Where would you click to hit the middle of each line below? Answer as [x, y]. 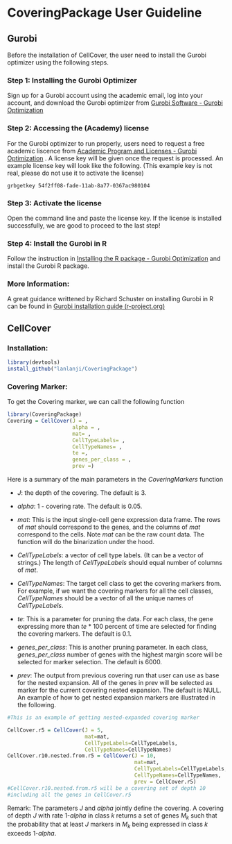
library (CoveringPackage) [44, 414]
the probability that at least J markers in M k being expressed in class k [108, 825]
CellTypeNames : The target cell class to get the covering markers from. [119, 584]
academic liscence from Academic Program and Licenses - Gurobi [102, 151]
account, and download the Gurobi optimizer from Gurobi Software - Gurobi [115, 103]
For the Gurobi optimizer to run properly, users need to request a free [106, 143]
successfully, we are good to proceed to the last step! [84, 225]
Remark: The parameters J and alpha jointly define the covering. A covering [115, 808]
